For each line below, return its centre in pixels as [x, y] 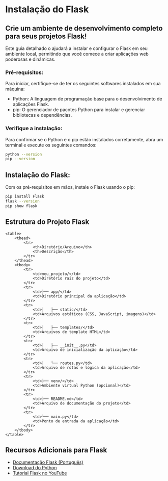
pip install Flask [25, 197]
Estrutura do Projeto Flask [47, 222]
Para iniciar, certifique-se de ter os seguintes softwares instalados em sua [83, 84]
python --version [24, 154]
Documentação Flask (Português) [48, 462]
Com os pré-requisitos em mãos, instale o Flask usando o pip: [70, 187]
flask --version [22, 201]
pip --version [20, 159]
